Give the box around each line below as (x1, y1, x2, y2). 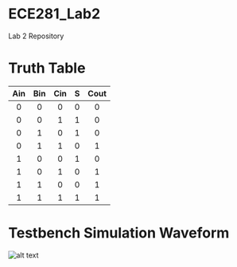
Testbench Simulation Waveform (8, 224, 230, 242)
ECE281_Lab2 (8, 5, 101, 23)
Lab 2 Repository (8, 31, 64, 41)
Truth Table (8, 59, 86, 77)
